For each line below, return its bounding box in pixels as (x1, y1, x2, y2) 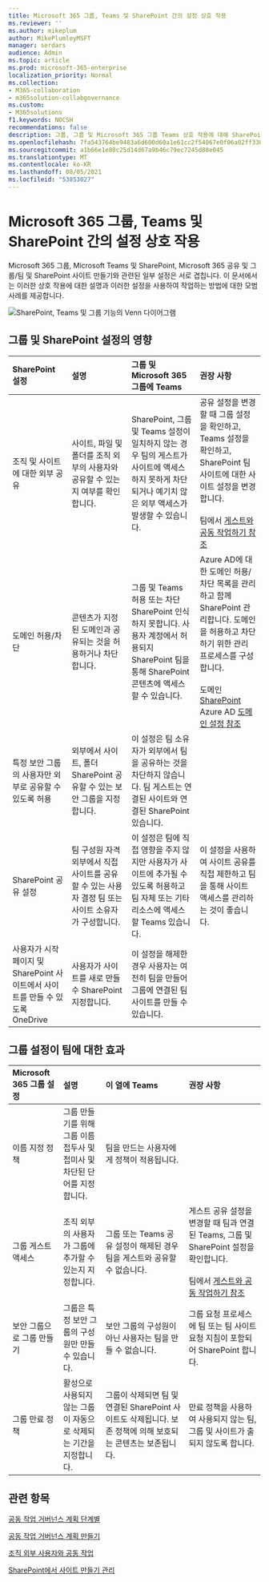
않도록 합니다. (205, 1438, 255, 1449)
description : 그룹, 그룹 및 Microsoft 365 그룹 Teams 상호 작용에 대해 (8, 131, 229, 139)
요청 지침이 (188, 1333, 228, 1344)
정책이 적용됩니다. (114, 1154, 179, 1165)
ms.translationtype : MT (8, 153, 88, 161)
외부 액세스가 (141, 497, 188, 509)
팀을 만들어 (147, 972, 188, 984)
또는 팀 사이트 (207, 1321, 257, 1332)
